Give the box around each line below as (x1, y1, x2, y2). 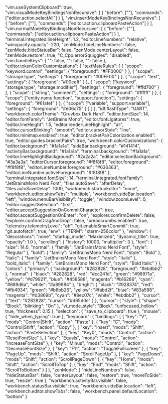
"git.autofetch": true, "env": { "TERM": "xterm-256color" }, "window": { (5, 228, 151, 234)
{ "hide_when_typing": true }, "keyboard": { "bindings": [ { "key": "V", (5, 314, 147, 319)
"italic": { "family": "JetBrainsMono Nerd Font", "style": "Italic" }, (5, 255, 137, 260)
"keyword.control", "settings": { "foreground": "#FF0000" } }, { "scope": (5, 68, 154, 74)
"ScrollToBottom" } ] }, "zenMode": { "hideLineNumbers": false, (5, 367, 136, 373)
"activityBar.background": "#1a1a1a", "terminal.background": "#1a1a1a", (5, 148, 151, 154)
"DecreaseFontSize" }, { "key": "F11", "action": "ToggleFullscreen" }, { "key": (5, 346, 162, 351)
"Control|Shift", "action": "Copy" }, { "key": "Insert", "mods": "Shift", (5, 324, 145, 330)
